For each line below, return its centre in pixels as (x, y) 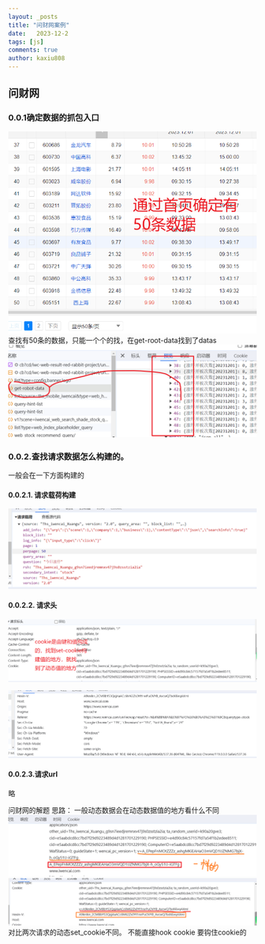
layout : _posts (33, 17)
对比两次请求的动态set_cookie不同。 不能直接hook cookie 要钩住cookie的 (127, 932)
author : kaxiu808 (37, 59)
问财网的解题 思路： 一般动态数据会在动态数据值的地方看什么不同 (114, 810)
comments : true (33, 50)
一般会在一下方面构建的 (46, 475)
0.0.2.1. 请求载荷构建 (42, 495)
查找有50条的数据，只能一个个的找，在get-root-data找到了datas (112, 340)
